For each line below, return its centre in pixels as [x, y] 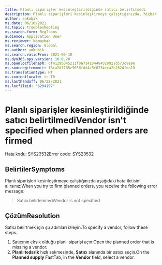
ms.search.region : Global [31, 45]
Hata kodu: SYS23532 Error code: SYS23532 [50, 154]
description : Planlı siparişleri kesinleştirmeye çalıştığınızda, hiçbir [81, 14]
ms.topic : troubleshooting [32, 28]
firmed [19, 140]
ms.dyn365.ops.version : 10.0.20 [37, 59]
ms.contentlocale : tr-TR [30, 77]
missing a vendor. [29, 247]
